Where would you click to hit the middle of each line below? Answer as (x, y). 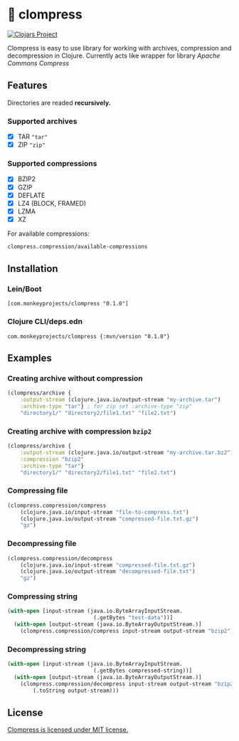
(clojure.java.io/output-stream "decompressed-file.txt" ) (108, 572)
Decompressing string (47, 649)
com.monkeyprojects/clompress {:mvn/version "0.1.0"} (89, 336)
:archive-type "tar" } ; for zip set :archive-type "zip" (106, 406)
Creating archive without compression (75, 379)
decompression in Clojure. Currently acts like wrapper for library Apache (114, 56)
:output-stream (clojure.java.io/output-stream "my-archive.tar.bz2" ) (127, 453)
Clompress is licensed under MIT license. (68, 730)
